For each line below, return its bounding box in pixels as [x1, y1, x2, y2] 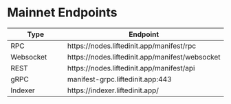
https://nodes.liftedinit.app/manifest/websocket [67, 52, 221, 62]
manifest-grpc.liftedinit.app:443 [67, 74, 172, 83]
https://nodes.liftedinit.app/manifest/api [67, 63, 195, 73]
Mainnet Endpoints [7, 5, 118, 21]
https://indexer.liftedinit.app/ [67, 86, 159, 95]
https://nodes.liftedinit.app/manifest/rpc [67, 41, 197, 51]
